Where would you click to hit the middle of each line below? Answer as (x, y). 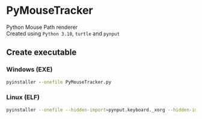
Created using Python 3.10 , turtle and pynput (63, 33)
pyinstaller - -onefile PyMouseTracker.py (59, 82)
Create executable (41, 53)
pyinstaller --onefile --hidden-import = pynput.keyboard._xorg (86, 110)
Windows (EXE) (29, 70)
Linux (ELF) (23, 97)
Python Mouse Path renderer (42, 27)
